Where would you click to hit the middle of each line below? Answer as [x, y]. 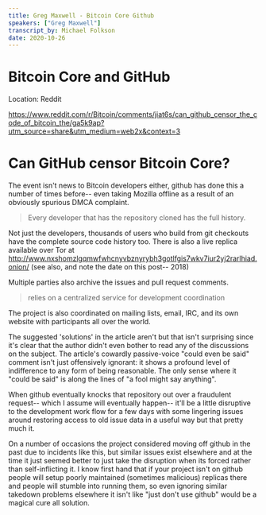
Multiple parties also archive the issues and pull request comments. [118, 282]
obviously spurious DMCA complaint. [69, 203]
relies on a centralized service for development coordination [126, 298]
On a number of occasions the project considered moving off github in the [129, 444]
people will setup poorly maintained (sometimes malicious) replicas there [128, 478]
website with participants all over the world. [79, 322]
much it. [21, 428]
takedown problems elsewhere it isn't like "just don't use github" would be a [133, 494]
